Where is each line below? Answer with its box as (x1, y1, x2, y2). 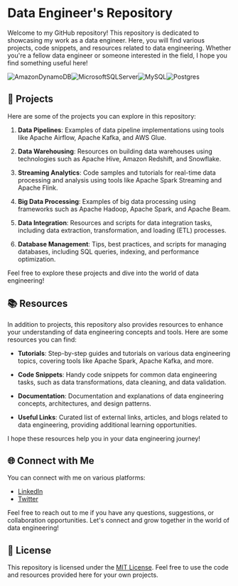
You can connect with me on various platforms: (7, 474, 146, 482)
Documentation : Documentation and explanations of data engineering (17, 391, 224, 400)
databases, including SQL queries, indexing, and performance (17, 247, 200, 256)
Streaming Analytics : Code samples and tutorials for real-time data (17, 168, 217, 177)
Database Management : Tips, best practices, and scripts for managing (17, 239, 227, 248)
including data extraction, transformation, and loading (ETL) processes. (17, 226, 227, 234)
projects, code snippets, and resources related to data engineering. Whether (7, 43, 232, 52)
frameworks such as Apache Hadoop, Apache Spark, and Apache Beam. (17, 205, 231, 213)
